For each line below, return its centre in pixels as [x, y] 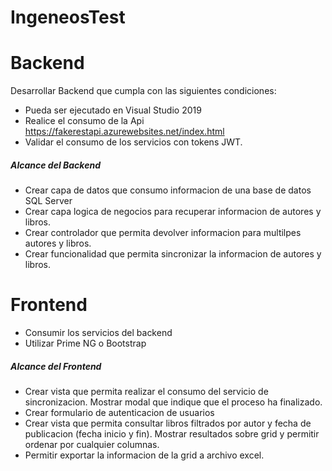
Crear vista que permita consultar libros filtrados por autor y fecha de [168, 423]
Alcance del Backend [55, 165]
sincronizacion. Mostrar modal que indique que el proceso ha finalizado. [173, 402]
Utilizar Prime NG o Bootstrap [85, 343]
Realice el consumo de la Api [84, 121]
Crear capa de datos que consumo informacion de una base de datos [168, 190]
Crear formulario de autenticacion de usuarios [119, 412]
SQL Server [48, 201]
